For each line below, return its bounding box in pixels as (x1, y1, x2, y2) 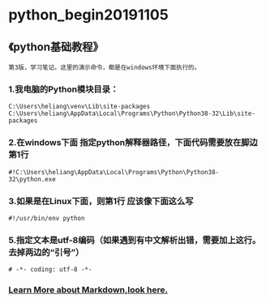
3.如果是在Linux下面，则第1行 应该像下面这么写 (8, 195, 194, 207)
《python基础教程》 (8, 40, 104, 53)
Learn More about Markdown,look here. (8, 284, 169, 296)
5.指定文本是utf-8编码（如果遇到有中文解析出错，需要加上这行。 (8, 234, 261, 245)
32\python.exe (8, 175, 57, 183)
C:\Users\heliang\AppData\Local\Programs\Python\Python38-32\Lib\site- (8, 109, 255, 118)
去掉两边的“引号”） (8, 246, 84, 258)
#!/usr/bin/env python (8, 214, 85, 222)
